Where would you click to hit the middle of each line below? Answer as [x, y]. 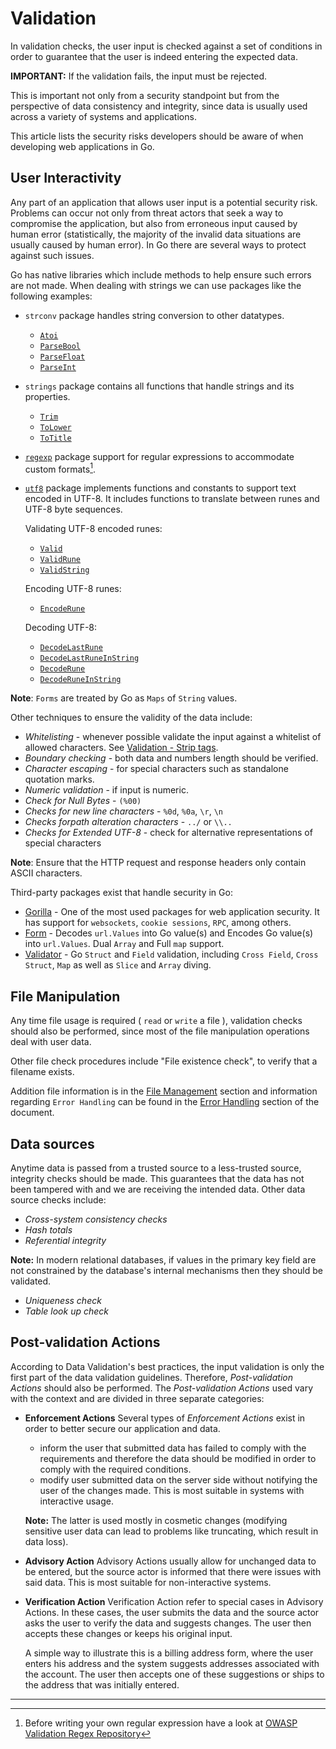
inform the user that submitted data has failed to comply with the [173, 1448]
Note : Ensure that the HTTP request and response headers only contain [158, 863]
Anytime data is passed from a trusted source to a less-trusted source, [156, 1168]
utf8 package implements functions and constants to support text [160, 488]
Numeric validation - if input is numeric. [106, 790]
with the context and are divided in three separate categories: [137, 1398]
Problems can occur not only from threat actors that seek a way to [147, 213]
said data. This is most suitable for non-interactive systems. [148, 1582]
